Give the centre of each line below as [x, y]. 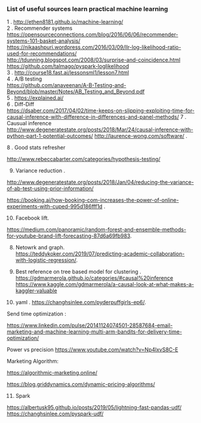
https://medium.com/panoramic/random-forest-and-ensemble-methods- [97, 230]
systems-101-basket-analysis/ [44, 41]
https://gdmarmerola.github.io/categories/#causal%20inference [94, 278]
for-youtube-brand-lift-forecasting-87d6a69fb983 [69, 236]
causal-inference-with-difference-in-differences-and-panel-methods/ [93, 117]
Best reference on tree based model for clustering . [78, 272]
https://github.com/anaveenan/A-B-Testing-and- [67, 85]
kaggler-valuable [36, 291]
